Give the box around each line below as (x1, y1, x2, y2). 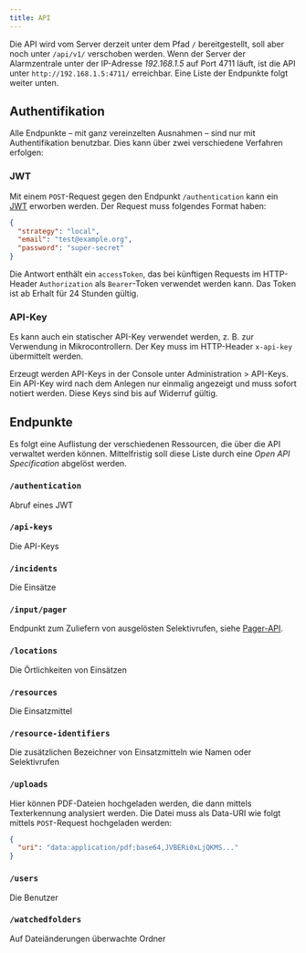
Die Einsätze (9, 581, 57, 593)
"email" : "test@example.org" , (17, 235, 132, 245)
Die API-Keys (9, 540, 59, 551)
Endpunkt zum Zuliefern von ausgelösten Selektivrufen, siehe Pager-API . (9, 623, 283, 634)
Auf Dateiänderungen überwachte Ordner (9, 933, 166, 944)
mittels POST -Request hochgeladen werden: (9, 817, 172, 828)
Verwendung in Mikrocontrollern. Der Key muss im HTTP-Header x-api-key (9, 341, 292, 352)
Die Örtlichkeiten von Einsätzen (9, 664, 128, 675)
